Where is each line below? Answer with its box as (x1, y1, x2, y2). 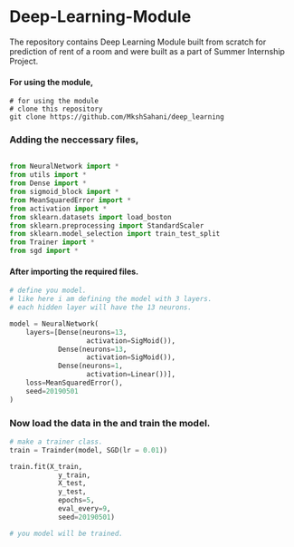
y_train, (57, 470, 91, 480)
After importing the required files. (9, 266, 138, 277)
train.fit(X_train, (9, 462, 83, 471)
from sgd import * (9, 247, 79, 256)
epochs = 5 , (57, 496, 95, 505)
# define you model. (9, 286, 88, 296)
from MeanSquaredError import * (9, 195, 131, 205)
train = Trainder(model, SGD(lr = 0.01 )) (9, 445, 168, 454)
